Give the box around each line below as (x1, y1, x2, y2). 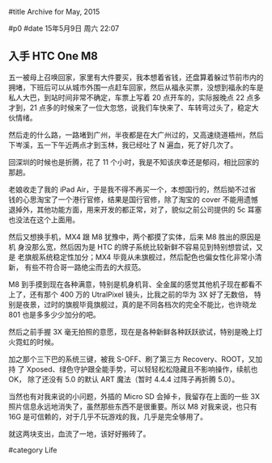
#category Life (8, 444, 57, 455)
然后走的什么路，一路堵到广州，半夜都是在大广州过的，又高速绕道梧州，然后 (8, 129, 264, 140)
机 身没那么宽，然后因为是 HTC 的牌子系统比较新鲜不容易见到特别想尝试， (8, 242, 257, 251)
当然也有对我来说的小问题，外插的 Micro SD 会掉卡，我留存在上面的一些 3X (8, 391, 261, 401)
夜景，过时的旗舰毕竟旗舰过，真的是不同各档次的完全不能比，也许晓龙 (22, 299, 257, 309)
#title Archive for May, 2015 (8, 7, 100, 16)
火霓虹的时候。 (8, 337, 58, 347)
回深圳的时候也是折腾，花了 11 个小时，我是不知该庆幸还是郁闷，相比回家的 (8, 157, 260, 166)
